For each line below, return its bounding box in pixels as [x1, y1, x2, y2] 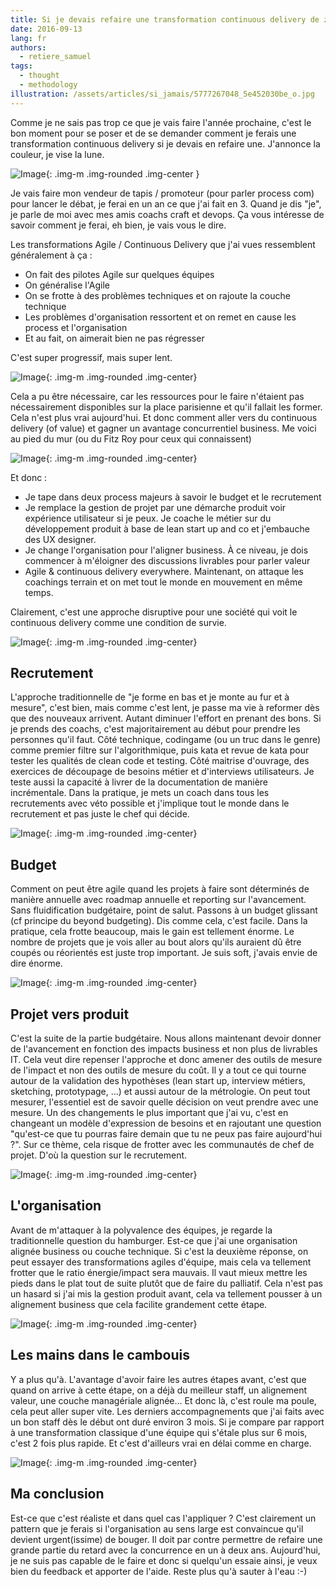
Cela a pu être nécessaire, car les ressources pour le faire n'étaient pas [10, 390, 305, 402]
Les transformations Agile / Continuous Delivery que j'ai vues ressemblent [10, 238, 316, 250]
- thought [19, 71, 60, 81]
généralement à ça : [10, 249, 93, 261]
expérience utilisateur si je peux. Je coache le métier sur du [24, 512, 272, 524]
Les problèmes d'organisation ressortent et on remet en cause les [24, 311, 297, 323]
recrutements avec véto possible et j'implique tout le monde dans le [10, 797, 290, 810]
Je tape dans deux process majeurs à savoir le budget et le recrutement [24, 491, 322, 503]
